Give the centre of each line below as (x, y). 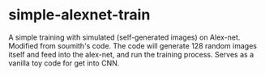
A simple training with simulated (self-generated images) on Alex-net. (124, 37)
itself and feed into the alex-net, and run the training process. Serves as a (131, 54)
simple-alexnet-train (79, 15)
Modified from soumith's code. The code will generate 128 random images (133, 45)
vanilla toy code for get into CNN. (64, 63)
